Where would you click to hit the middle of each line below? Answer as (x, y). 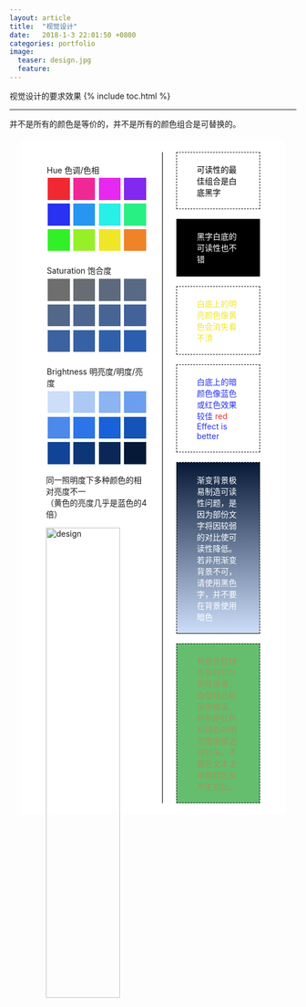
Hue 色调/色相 (73, 170)
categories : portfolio (52, 43)
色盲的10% (217, 672)
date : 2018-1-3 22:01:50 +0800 (73, 35)
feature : (34, 69)
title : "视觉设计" (44, 26)
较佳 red (212, 416)
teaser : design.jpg (55, 60)
